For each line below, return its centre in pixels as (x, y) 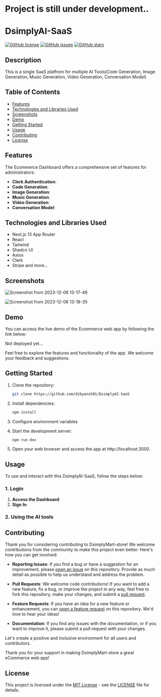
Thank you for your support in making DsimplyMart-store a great (70, 653)
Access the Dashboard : (36, 499)
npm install (24, 412)
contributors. (18, 643)
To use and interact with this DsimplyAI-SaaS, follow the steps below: (74, 476)
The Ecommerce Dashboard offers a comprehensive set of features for (76, 167)
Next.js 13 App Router (34, 234)
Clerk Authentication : (34, 181)
